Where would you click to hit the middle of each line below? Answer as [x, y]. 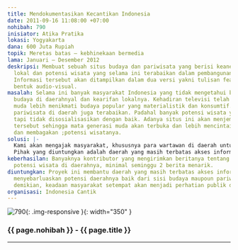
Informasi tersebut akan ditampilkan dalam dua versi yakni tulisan [117, 80]
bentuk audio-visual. [46, 86]
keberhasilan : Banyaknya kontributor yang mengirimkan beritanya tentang [119, 159]
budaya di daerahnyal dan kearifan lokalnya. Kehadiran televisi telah [122, 100]
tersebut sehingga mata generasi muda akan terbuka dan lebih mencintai [123, 126]
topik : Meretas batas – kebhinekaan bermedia [75, 54]
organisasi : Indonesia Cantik [52, 192]
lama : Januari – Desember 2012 [53, 60]
